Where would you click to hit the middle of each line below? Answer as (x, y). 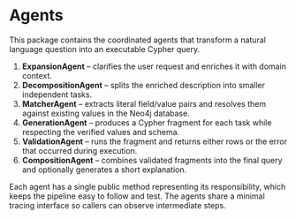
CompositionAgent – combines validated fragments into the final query (152, 160)
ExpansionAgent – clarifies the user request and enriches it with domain (154, 66)
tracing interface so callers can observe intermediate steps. (118, 205)
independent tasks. (57, 94)
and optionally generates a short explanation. (104, 170)
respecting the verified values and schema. (101, 132)
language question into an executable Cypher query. (105, 49)
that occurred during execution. (80, 150)
